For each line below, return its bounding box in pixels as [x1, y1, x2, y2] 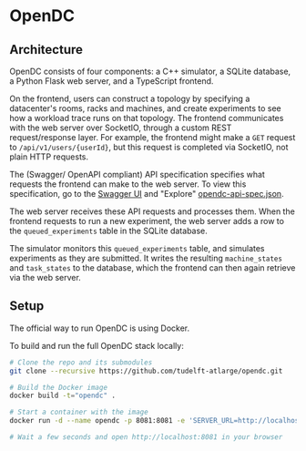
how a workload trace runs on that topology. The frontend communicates [9, 113, 284, 123]
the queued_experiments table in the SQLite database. [9, 225, 208, 236]
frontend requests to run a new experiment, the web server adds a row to [9, 216, 285, 226]
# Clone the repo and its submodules [9, 357, 153, 367]
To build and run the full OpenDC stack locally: [9, 340, 184, 351]
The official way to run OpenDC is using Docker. [9, 323, 190, 333]
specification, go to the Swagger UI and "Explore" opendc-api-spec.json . [9, 189, 284, 199]
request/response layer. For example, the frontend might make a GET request [9, 132, 296, 142]
